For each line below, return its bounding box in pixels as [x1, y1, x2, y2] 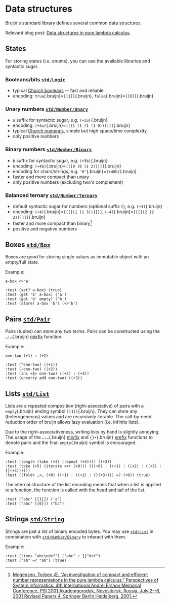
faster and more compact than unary [12, 174, 90, 180]
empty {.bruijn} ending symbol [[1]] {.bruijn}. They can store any [5, 408, 138, 414]
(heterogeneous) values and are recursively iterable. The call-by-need [5, 414, 152, 420]
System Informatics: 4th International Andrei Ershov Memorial [12, 582, 141, 588]
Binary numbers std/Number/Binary [5, 146, 92, 153]
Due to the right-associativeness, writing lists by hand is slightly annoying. [5, 429, 160, 435]
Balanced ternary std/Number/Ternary [5, 191, 98, 198]
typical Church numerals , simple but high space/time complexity [12, 128, 147, 134]
